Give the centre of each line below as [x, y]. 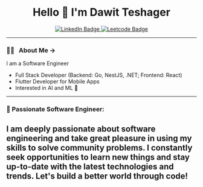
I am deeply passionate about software [81, 129]
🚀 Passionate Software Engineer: [55, 109]
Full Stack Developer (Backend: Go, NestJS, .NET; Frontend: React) [98, 75]
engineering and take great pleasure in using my [99, 138]
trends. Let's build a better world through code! [97, 176]
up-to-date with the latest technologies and [90, 166]
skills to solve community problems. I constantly [99, 147]
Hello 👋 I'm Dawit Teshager [101, 12]
